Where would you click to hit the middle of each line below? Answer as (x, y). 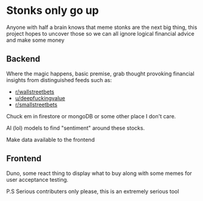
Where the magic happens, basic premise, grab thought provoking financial (101, 74)
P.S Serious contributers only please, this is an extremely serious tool (93, 191)
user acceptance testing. (37, 179)
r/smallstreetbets (36, 104)
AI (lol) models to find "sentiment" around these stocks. (76, 128)
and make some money (35, 40)
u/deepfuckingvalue (40, 98)
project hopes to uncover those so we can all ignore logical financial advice (101, 33)
